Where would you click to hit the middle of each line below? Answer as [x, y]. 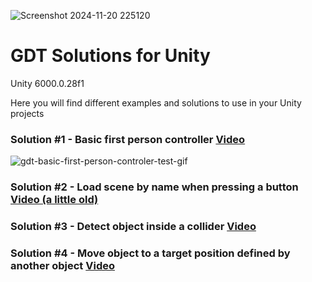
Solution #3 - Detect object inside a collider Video [133, 227]
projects [27, 113]
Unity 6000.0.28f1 [47, 83]
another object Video [62, 265]
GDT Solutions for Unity [110, 56]
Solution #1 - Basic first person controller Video [128, 139]
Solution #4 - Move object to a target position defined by [150, 253]
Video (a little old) [54, 200]
